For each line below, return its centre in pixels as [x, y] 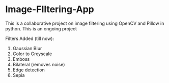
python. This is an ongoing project [41, 28]
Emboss [21, 59]
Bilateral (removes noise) [39, 64]
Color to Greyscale [32, 54]
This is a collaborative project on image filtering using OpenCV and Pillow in [85, 23]
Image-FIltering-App [50, 9]
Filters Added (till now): [30, 38]
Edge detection [29, 70]
